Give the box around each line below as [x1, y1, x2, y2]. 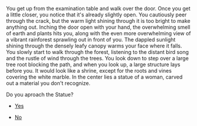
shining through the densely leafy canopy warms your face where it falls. [6, 42, 182, 49]
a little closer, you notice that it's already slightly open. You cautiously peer [6, 11, 187, 18]
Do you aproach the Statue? [6, 91, 74, 98]
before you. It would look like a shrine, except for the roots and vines [6, 67, 172, 74]
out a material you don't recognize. [6, 80, 91, 87]
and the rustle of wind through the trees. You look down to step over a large [6, 55, 189, 62]
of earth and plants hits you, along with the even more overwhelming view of [6, 30, 191, 37]
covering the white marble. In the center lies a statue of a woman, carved [6, 73, 183, 80]
